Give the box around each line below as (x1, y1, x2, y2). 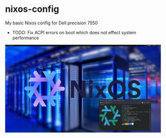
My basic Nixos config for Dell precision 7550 (5, 20, 98, 26)
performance (12, 35, 40, 41)
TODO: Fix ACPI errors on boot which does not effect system (12, 29, 137, 35)
